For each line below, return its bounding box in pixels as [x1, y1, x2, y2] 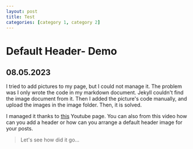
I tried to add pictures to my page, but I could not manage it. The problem [6, 83, 183, 90]
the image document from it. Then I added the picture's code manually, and [6, 95, 188, 102]
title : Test [6, 14, 35, 20]
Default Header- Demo [6, 44, 118, 58]
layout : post [6, 8, 38, 15]
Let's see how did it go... [20, 136, 80, 143]
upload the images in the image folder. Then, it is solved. [6, 101, 142, 108]
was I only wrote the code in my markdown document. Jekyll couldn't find [6, 89, 184, 96]
